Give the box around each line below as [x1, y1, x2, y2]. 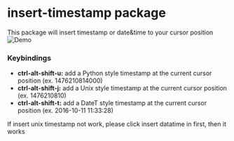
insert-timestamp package [7, 5, 166, 21]
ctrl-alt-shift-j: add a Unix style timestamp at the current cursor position [17, 84, 228, 93]
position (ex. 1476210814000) [17, 76, 103, 85]
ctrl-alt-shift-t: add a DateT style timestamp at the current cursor [17, 99, 207, 107]
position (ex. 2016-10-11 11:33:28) [17, 107, 114, 115]
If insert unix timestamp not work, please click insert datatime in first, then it [7, 120, 226, 128]
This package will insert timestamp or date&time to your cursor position [7, 28, 214, 36]
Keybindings [7, 53, 51, 62]
